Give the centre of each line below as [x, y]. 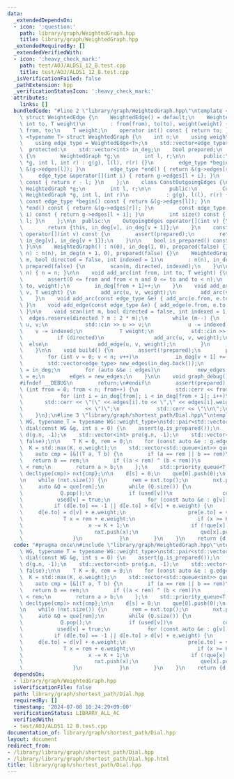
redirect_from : [29, 746]
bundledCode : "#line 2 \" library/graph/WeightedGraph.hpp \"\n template [118, 111]
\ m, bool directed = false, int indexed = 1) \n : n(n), [115, 260]
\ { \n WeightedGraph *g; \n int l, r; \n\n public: [123, 156]
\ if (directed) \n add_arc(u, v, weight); [121, 338]
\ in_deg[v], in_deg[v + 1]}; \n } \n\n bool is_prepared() [115, 240]
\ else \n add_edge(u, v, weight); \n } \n [115, 344]
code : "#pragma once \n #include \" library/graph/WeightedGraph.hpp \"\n [118, 545]
